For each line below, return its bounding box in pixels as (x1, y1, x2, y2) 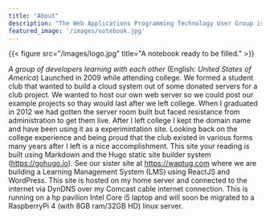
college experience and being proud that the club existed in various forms (8, 133, 253, 143)
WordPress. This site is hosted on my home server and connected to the (8, 176, 247, 185)
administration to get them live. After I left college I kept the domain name (8, 116, 252, 126)
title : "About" (8, 11, 59, 20)
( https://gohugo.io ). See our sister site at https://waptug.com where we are (8, 159, 257, 168)
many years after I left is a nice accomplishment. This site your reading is (8, 142, 250, 151)
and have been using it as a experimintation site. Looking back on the (8, 124, 238, 134)
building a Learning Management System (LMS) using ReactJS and (8, 167, 231, 177)
